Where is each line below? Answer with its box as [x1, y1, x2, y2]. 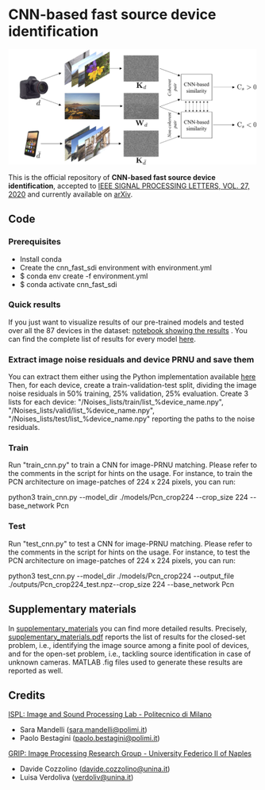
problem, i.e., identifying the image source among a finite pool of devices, [8, 640, 250, 650]
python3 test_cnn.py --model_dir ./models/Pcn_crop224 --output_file [8, 571, 235, 581]
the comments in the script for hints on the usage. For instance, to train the [8, 469, 253, 478]
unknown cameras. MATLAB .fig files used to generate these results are [8, 657, 244, 667]
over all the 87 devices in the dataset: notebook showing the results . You [8, 325, 248, 335]
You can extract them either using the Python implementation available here [8, 372, 256, 382]
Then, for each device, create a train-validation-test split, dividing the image [8, 381, 257, 390]
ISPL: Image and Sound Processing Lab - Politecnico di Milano [8, 710, 212, 719]
